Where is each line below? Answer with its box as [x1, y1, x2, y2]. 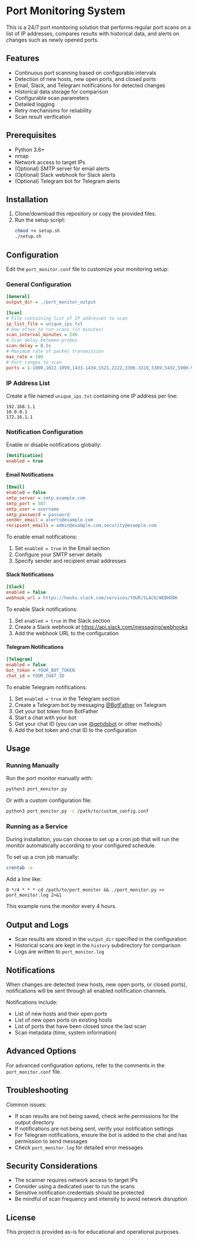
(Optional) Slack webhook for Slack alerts [14, 171, 116, 178]
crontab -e [6, 865, 33, 871]
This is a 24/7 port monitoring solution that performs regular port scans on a [6, 24, 192, 31]
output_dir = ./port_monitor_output [6, 299, 96, 305]
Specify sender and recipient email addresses [14, 557, 127, 564]
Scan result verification [14, 113, 71, 120]
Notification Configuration [6, 428, 84, 436]
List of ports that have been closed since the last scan [14, 1022, 146, 1030]
